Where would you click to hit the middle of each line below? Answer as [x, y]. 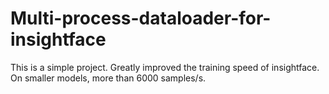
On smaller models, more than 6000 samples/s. [108, 78]
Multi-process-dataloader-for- [141, 18]
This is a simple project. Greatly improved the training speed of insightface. [165, 67]
